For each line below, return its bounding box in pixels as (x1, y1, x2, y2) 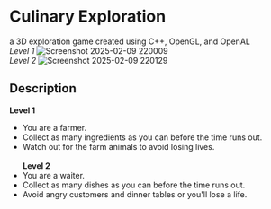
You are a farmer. (22, 122, 87, 133)
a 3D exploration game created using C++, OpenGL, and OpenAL (9, 36, 250, 47)
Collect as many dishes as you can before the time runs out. (22, 179, 246, 190)
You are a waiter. (22, 170, 86, 180)
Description (9, 81, 77, 96)
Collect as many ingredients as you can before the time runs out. (22, 132, 263, 143)
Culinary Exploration (9, 6, 167, 27)
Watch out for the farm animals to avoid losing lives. (22, 141, 215, 152)
